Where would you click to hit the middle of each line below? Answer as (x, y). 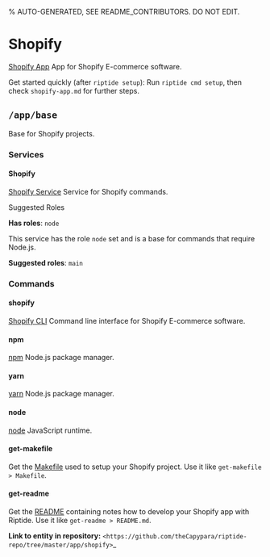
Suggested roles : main (46, 262)
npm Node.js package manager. (61, 358)
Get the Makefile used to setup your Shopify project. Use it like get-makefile (135, 467)
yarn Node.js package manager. (62, 394)
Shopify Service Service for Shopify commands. (88, 191)
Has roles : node (34, 223)
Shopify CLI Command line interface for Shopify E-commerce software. (127, 321)
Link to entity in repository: (55, 536)
